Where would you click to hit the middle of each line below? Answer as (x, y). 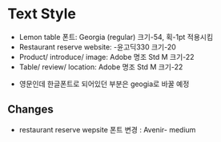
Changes (30, 110)
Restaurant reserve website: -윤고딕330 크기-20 (98, 47)
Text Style (42, 14)
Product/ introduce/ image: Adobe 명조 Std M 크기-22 (106, 57)
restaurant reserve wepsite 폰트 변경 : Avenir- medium (107, 129)
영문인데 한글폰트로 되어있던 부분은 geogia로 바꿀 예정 (104, 84)
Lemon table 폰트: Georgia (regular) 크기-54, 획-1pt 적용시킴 (116, 37)
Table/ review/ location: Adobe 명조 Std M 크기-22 (101, 67)
